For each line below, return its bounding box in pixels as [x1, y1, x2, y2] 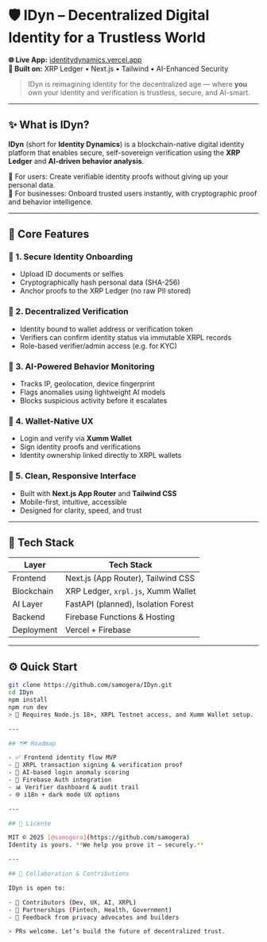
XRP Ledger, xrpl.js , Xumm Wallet [64, 586, 196, 597]
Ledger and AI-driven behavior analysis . [8, 156, 145, 165]
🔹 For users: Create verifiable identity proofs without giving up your [8, 172, 229, 181]
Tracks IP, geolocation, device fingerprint [19, 379, 155, 389]
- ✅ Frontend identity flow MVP [8, 754, 117, 762]
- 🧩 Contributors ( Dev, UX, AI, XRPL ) [8, 898, 137, 906]
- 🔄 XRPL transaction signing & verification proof [8, 761, 183, 769]
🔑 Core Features [8, 227, 90, 241]
